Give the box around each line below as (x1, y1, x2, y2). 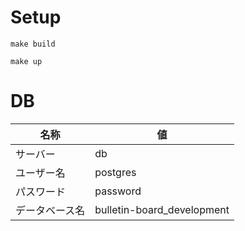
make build (10, 39, 56, 49)
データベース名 (15, 203, 86, 217)
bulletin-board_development (94, 202, 230, 216)
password (94, 184, 142, 198)
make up (10, 56, 43, 66)
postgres (94, 165, 137, 179)
